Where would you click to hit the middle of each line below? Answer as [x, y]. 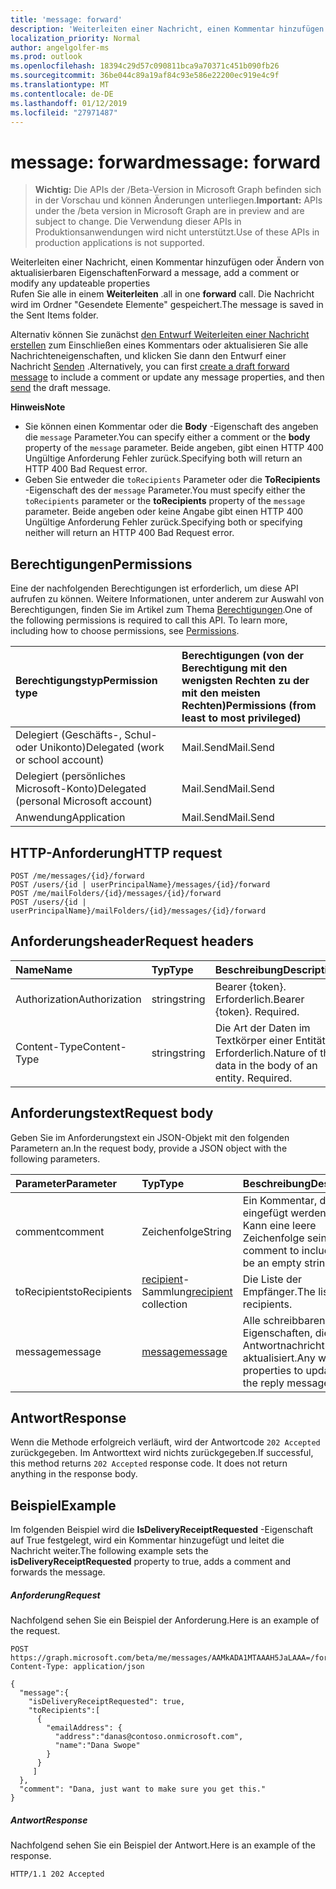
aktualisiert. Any [279, 1358]
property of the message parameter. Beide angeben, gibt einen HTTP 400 [174, 448]
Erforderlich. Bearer [259, 999]
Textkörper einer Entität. [271, 1040]
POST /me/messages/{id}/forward [77, 876]
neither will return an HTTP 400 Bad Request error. [129, 533]
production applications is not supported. [119, 243]
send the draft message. [61, 388]
